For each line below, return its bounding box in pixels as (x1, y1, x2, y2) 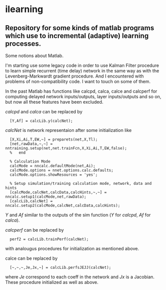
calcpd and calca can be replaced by (5, 109, 83, 114)
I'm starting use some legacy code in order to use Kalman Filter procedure (5, 62, 159, 68)
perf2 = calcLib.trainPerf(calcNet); (10, 237, 89, 242)
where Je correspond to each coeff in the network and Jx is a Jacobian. (5, 274, 155, 280)
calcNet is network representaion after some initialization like (5, 127, 132, 133)
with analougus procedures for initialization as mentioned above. (5, 246, 139, 251)
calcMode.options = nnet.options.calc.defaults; (10, 168, 114, 173)
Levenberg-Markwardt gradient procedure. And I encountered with (5, 73, 144, 79)
